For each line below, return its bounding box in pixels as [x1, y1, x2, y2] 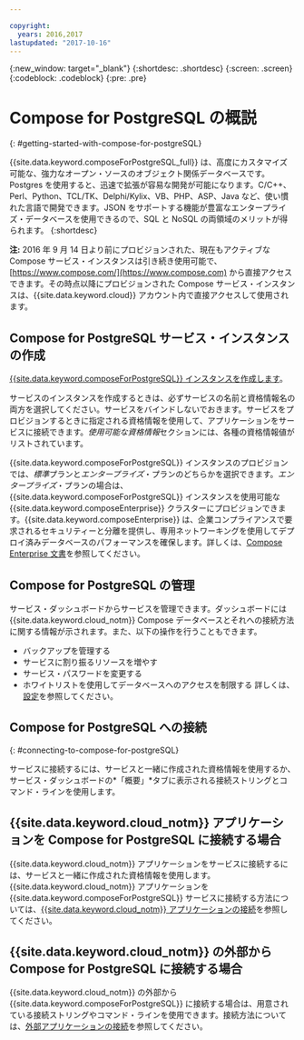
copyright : [9, 21, 51, 30]
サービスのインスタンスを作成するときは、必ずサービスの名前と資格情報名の [9, 393, 296, 404]
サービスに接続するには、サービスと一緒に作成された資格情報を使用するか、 [9, 763, 296, 774]
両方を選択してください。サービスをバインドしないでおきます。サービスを [9, 404, 287, 415]
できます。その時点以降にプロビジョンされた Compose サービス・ [9, 278, 256, 289]
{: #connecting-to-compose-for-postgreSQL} [9, 745, 180, 755]
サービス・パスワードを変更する [22, 667, 142, 678]
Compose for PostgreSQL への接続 [9, 720, 207, 735]
